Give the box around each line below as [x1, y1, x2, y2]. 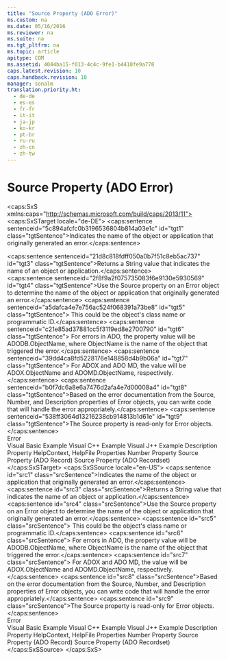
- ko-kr [13, 125, 36, 132]
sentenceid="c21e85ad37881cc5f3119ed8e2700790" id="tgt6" [7, 325, 185, 333]
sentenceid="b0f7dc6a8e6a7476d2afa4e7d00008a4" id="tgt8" [7, 383, 188, 391]
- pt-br [13, 131, 36, 138]
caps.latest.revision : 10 [7, 67, 81, 74]
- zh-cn [13, 144, 36, 151]
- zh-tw [13, 150, 36, 158]
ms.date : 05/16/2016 [7, 23, 66, 29]
